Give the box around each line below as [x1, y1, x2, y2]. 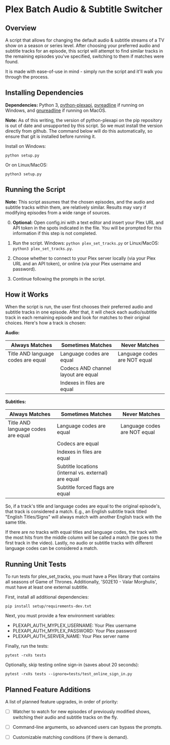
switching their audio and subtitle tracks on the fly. [12, 714, 118, 720]
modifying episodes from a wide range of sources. [5, 209, 111, 216]
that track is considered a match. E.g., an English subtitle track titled [5, 508, 147, 515]
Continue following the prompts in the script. [12, 276, 106, 282]
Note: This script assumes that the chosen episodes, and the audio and [5, 199, 154, 205]
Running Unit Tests [5, 560, 67, 568]
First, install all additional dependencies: [5, 594, 89, 600]
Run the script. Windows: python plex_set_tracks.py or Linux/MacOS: [12, 240, 159, 246]
